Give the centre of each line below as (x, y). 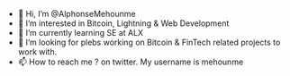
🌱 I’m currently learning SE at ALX (81, 33)
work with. (37, 52)
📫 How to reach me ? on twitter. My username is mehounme (131, 62)
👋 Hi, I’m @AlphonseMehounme (77, 14)
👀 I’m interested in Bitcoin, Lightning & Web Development (123, 23)
